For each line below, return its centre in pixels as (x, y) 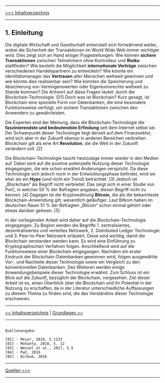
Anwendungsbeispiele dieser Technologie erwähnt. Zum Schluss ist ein (77, 272)
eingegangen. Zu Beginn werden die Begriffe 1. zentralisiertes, (68, 225)
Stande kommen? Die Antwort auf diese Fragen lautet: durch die (70, 92)
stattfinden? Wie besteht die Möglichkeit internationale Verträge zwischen (81, 66)
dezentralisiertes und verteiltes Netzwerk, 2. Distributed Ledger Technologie (82, 230)
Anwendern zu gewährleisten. (35, 113)
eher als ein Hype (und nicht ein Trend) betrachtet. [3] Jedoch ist (71, 179)
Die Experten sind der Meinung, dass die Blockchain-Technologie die (75, 122)
